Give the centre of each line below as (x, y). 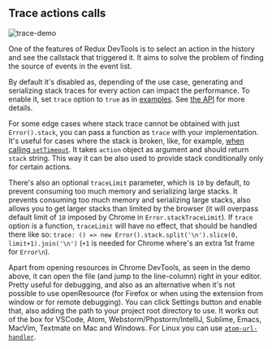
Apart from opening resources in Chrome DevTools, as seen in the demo (130, 267)
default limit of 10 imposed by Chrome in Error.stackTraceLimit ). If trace (131, 217)
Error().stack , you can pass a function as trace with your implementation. (134, 132)
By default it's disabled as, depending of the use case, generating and (126, 81)
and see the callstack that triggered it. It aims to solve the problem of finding (136, 57)
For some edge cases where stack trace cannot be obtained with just (124, 123)
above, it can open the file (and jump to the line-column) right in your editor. (135, 276)
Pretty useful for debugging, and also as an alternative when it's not (122, 285)
